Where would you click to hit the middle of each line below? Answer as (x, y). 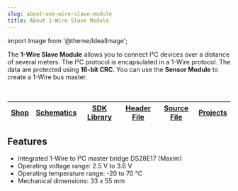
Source (176, 108)
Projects (212, 112)
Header (138, 108)
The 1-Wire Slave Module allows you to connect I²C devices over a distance (119, 54)
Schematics (56, 112)
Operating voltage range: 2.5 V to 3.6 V (75, 166)
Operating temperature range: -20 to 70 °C (80, 173)
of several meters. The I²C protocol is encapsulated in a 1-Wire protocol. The (119, 62)
